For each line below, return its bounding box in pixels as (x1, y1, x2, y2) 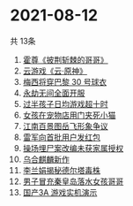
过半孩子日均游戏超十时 (22, 98, 108, 109)
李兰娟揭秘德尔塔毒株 (22, 164, 100, 175)
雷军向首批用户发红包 (22, 132, 100, 142)
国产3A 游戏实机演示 (22, 187, 98, 197)
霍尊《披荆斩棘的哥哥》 (22, 54, 108, 65)
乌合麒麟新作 (22, 154, 70, 164)
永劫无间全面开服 (22, 88, 85, 98)
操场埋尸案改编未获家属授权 (22, 142, 124, 153)
